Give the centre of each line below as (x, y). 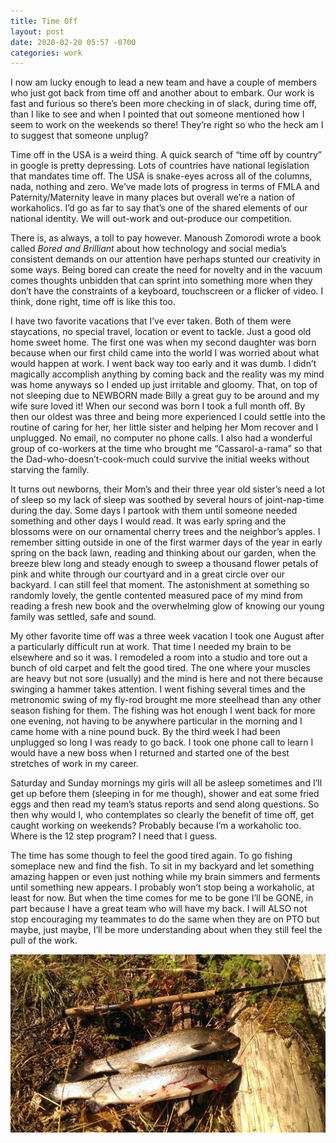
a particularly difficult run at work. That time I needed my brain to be (151, 647)
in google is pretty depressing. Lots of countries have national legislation (160, 166)
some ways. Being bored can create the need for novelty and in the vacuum (166, 270)
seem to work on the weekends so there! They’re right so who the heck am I (167, 125)
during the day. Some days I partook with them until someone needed (154, 511)
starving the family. (50, 470)
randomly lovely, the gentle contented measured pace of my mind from (156, 596)
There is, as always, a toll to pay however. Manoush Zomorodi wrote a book (166, 238)
